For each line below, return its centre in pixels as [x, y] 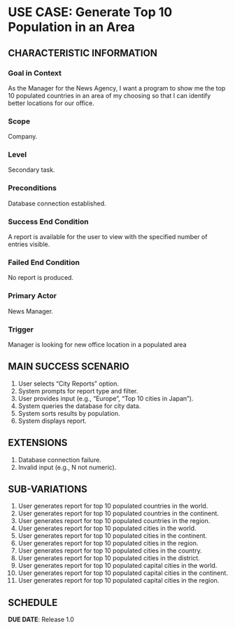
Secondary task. [31, 170]
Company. [23, 137]
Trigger [21, 329]
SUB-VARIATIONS [48, 489]
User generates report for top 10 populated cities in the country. [110, 550]
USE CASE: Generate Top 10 [90, 12]
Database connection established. [57, 203]
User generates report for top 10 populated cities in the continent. [113, 536]
